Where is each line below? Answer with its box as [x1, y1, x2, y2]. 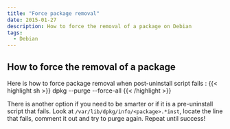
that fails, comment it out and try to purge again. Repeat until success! [7, 114, 206, 122]
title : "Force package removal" [7, 10, 100, 17]
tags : [7, 29, 23, 36]
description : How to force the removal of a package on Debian [7, 23, 192, 30]
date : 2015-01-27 [7, 16, 57, 23]
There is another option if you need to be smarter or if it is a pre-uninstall [7, 99, 214, 108]
